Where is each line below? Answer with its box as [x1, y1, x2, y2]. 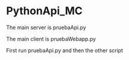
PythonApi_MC [6, 4, 83, 18]
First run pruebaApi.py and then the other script [6, 46, 123, 54]
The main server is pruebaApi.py [6, 24, 86, 31]
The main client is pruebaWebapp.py [6, 35, 96, 42]
